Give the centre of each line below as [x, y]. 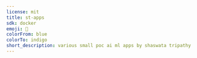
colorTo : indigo [27, 40]
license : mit [23, 12]
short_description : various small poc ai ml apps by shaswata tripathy [98, 46]
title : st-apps [25, 18]
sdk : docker [21, 23]
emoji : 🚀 [17, 29]
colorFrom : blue [27, 34]
